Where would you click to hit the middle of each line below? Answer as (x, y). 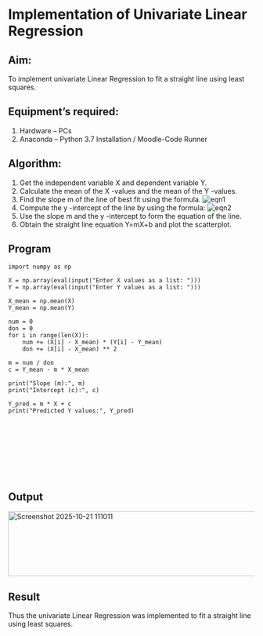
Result (24, 596)
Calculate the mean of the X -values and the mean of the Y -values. (128, 191)
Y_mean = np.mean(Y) (42, 308)
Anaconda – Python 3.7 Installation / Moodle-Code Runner (113, 139)
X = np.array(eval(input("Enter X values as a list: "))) (104, 281)
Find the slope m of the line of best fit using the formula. (110, 199)
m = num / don (31, 363)
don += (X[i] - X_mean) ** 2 (70, 349)
